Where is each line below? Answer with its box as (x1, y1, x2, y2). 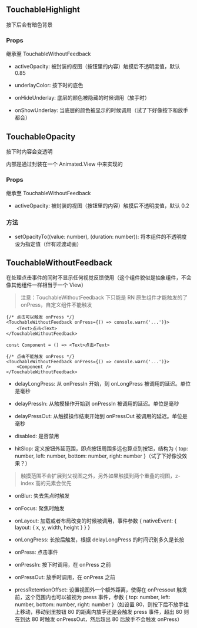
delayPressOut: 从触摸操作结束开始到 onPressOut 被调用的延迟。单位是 (14, 413, 188, 420)
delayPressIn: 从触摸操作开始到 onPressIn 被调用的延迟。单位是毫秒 (14, 400, 179, 407)
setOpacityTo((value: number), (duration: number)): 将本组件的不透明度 (14, 233, 187, 240)
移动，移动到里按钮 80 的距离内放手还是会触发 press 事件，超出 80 (19, 609, 183, 616)
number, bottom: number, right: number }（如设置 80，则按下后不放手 (14, 601, 184, 608)
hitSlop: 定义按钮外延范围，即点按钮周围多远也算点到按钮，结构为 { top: (14, 445, 188, 452)
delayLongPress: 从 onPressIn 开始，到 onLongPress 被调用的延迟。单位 (14, 380, 191, 387)
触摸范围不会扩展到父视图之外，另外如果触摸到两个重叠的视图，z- (20, 472, 181, 479)
